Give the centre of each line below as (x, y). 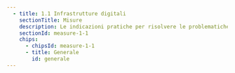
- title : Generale (52, 53)
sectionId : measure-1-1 (54, 33)
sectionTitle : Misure (51, 20)
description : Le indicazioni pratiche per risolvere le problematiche (125, 26)
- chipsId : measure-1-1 (60, 46)
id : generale (51, 59)
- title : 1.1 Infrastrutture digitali (70, 14)
